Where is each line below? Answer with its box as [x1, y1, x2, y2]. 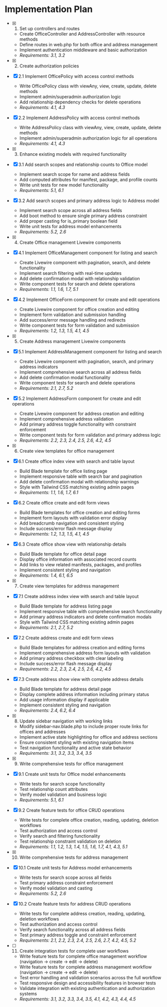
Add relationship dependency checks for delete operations [19, 99, 141, 105]
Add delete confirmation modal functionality [19, 374, 111, 380]
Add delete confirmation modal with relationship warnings [19, 478, 139, 484]
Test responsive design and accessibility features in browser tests [19, 980, 156, 986]
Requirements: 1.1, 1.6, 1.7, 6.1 [19, 489, 79, 495]
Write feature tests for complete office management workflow [19, 953, 147, 959]
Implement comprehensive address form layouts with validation [19, 650, 151, 656]
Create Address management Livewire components [19, 338, 126, 344]
